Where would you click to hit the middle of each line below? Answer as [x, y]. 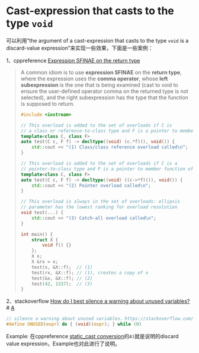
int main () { [37, 234]
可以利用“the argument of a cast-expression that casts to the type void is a [97, 40]
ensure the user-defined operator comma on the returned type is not [104, 91]
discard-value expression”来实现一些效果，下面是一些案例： [80, 48]
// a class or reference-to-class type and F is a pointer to [99, 131]
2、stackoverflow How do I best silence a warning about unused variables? [98, 301]
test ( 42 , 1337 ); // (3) [62, 284]
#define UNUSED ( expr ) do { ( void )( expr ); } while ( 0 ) [74, 324]
